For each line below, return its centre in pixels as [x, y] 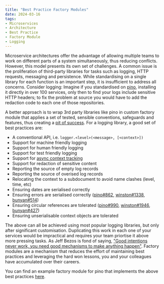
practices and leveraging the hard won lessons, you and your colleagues [78, 256]
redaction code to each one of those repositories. [55, 102]
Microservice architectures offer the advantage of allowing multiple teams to [82, 56]
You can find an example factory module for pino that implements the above [82, 271]
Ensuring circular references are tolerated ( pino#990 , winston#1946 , [81, 205]
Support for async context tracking [47, 158]
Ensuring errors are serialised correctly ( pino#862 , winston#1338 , [79, 195]
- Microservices [22, 23]
